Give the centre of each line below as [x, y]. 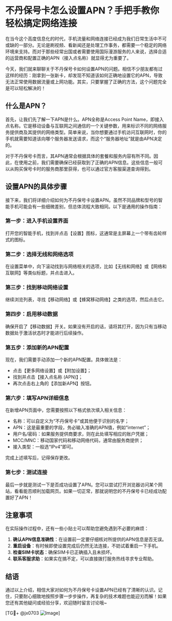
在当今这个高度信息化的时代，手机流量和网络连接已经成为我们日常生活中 [81, 39]
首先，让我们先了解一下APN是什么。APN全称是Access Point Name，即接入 [85, 119]
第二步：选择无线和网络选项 [39, 254]
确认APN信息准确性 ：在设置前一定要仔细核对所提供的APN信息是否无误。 [90, 539]
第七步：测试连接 [26, 472]
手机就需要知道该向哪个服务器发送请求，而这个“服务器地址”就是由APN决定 [84, 138]
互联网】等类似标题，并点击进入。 [41, 273]
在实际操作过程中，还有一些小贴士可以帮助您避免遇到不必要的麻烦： [77, 528]
